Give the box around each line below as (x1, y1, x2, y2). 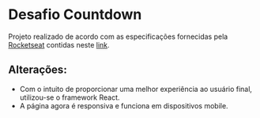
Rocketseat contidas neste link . (8, 40, 110, 49)
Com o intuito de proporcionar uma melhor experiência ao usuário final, (19, 84, 253, 93)
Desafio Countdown (8, 6, 142, 24)
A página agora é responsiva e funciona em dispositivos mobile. (19, 101, 228, 110)
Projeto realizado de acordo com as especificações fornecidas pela (8, 32, 228, 41)
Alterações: (8, 63, 67, 77)
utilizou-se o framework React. (19, 93, 120, 102)
